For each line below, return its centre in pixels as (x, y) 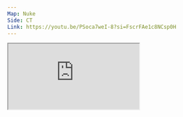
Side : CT (20, 20)
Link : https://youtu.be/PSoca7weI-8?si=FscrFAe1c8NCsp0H (92, 27)
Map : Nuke (22, 14)
